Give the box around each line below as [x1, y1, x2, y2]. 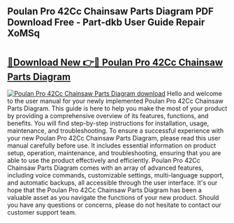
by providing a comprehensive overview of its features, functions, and [7, 112, 209, 120]
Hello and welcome [166, 89, 222, 97]
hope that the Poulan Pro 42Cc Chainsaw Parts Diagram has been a [7, 186, 203, 194]
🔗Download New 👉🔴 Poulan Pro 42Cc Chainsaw [7, 56, 224, 69]
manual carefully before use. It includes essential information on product [7, 141, 217, 150]
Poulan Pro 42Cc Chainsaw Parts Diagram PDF [7, 6, 214, 17]
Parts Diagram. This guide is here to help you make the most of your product [7, 104, 228, 113]
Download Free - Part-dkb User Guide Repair [7, 17, 205, 29]
